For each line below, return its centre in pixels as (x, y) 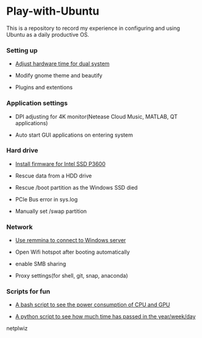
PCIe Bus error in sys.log (46, 199)
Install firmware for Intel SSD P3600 (60, 164)
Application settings (37, 103)
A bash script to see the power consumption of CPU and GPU (92, 305)
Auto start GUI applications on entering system (74, 135)
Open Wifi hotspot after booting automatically (72, 252)
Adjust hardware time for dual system (62, 64)
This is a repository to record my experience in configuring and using (93, 28)
